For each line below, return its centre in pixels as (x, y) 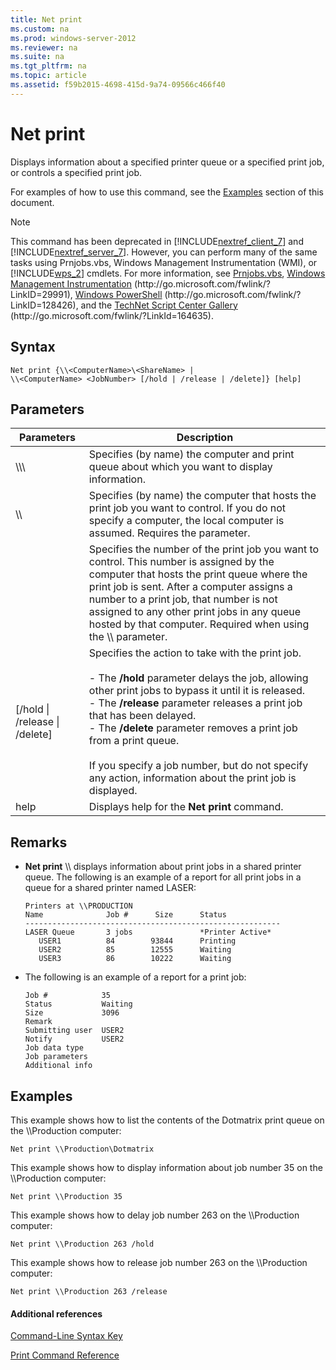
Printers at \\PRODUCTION (78, 906)
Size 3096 (72, 1013)
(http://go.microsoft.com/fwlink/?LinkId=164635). (112, 315)
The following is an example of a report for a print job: (135, 977)
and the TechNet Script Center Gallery (159, 305)
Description (205, 438)
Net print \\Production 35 (66, 1196)
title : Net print (46, 19)
